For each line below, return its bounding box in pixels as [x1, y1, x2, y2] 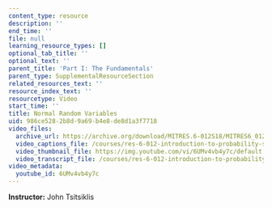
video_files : [8, 125, 53, 133]
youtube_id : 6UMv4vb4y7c [15, 170, 100, 178]
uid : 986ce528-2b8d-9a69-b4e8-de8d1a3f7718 [8, 117, 158, 125]
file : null [8, 34, 45, 43]
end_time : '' [8, 27, 53, 35]
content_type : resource [8, 11, 89, 20]
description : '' [8, 19, 63, 28]
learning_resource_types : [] [8, 42, 107, 50]
